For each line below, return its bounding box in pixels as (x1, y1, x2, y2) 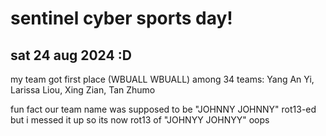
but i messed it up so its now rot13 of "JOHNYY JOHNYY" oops (10, 114, 270, 126)
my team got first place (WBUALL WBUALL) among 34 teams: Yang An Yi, (10, 73, 315, 85)
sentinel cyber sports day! (10, 7, 233, 30)
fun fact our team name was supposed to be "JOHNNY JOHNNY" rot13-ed (10, 103, 317, 115)
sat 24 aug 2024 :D (10, 47, 132, 64)
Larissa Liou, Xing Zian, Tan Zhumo (10, 84, 156, 96)
